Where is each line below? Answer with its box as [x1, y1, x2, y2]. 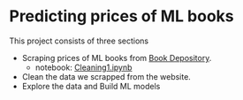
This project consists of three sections [9, 35, 148, 46]
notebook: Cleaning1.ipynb [34, 62, 133, 73]
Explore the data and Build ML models [21, 81, 161, 91]
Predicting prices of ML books [9, 6, 234, 27]
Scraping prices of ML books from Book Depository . [21, 52, 212, 63]
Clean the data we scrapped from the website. [21, 71, 192, 81]
